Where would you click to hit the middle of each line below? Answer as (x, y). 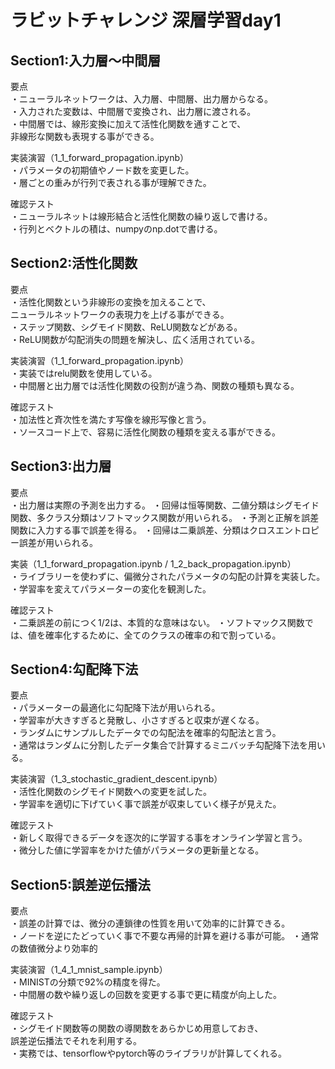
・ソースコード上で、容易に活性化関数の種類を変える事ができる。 (146, 432)
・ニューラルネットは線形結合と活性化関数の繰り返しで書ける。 (141, 216)
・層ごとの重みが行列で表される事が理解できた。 (111, 182)
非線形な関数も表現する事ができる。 (85, 136)
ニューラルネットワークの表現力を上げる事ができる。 (120, 314)
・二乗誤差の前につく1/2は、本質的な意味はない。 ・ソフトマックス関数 (157, 622)
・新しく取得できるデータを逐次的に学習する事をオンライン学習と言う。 (159, 838)
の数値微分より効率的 (54, 948)
